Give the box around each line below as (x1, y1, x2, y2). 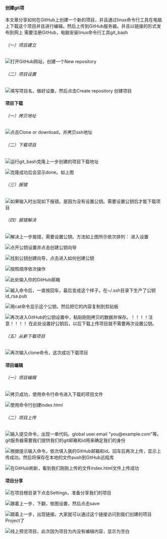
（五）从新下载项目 (5, 333, 45, 339)
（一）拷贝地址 (5, 113, 36, 119)
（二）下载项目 (5, 142, 36, 148)
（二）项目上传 (5, 414, 36, 420)
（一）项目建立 (5, 42, 36, 48)
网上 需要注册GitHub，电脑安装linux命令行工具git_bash (14, 29, 128, 35)
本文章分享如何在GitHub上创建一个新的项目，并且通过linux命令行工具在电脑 (5, 17, 162, 23)
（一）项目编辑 (5, 374, 36, 381)
